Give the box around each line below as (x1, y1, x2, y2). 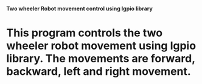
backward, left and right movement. (6, 64, 192, 78)
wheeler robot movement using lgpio (6, 39, 197, 53)
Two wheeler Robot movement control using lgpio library (6, 5, 153, 12)
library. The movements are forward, (6, 51, 195, 65)
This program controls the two (6, 26, 163, 39)
